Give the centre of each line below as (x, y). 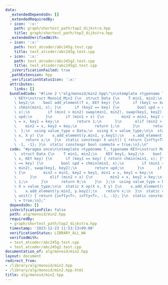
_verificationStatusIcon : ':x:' (43, 79)
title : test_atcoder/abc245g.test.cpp (54, 51)
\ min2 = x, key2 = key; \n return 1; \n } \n (77, 126)
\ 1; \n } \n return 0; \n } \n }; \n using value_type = (87, 182)
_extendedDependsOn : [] (34, 14)
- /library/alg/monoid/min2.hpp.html (44, 270)
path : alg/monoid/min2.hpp (38, 214)
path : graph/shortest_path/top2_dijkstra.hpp (62, 28)
